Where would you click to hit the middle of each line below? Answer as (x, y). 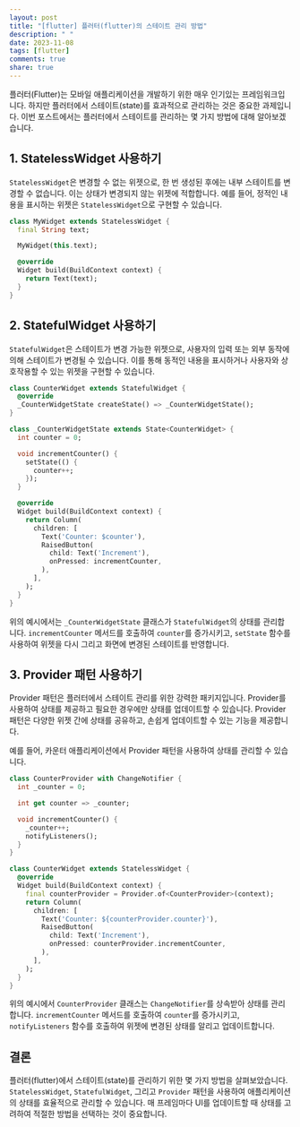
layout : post (34, 17)
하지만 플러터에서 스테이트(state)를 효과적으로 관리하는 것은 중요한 (144, 105)
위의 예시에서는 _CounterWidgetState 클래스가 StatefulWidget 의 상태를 (135, 621)
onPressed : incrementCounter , (106, 562)
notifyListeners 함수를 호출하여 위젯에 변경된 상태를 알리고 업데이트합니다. (142, 1026)
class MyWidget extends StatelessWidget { (90, 221)
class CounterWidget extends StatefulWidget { (98, 388)
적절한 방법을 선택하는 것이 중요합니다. (100, 1114)
